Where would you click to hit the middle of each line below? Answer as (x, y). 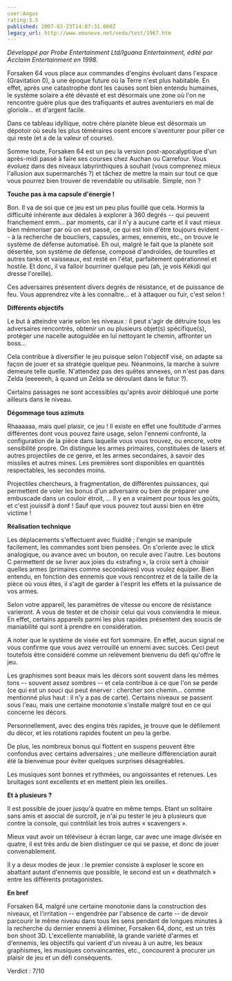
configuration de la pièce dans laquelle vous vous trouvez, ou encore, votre (115, 441)
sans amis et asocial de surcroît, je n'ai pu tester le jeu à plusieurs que (107, 816)
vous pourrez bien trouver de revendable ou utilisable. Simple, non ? (104, 181)
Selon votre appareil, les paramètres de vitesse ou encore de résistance (109, 605)
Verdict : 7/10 (26, 971)
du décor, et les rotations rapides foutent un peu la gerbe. (89, 733)
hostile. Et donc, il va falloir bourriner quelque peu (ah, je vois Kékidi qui (109, 266)
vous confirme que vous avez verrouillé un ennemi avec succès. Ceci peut (113, 648)
